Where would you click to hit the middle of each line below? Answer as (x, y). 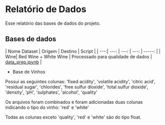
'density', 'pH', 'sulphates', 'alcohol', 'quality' (51, 92)
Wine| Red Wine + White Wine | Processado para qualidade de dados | (79, 56)
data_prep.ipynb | (23, 62)
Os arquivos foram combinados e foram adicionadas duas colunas (74, 102)
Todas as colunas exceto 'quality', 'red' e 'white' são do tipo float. (73, 117)
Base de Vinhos (29, 72)
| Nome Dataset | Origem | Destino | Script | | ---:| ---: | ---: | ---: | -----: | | (83, 51)
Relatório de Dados (46, 9)
